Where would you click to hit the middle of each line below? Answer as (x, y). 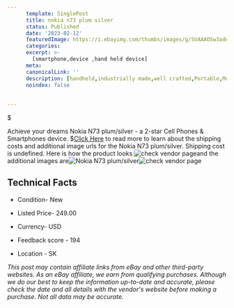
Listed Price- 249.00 (47, 213)
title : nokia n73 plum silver (69, 20)
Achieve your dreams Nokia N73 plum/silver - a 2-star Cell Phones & (106, 131)
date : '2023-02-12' (54, 33)
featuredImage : (48, 40)
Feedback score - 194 (49, 240)
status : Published (52, 26)
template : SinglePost (57, 14)
